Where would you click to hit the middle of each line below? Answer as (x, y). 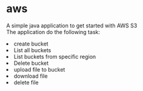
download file (31, 76)
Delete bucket (32, 63)
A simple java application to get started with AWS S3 (72, 25)
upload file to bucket (40, 69)
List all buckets (33, 50)
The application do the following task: (53, 32)
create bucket (31, 44)
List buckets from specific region (55, 56)
